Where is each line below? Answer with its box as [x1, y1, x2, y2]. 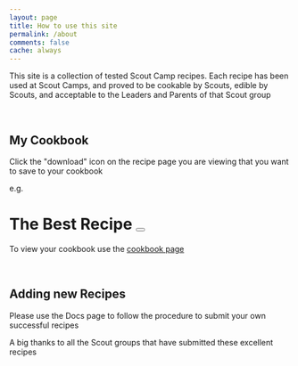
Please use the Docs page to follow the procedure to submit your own [9, 310, 266, 321]
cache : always [9, 46, 62, 55]
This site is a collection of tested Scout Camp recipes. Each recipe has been [9, 70, 289, 81]
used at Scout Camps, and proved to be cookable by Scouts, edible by [9, 80, 269, 91]
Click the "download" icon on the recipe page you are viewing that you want [9, 156, 289, 167]
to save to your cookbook [9, 166, 103, 176]
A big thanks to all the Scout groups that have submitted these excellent [9, 337, 274, 347]
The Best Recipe [9, 215, 133, 234]
